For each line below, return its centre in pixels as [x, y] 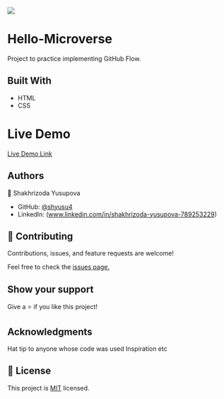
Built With [29, 81]
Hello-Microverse [60, 39]
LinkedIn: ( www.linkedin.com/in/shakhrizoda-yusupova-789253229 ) [117, 214]
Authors [26, 176]
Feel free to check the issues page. [58, 267]
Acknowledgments [50, 331]
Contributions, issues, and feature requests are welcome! [91, 253]
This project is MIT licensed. [48, 388]
